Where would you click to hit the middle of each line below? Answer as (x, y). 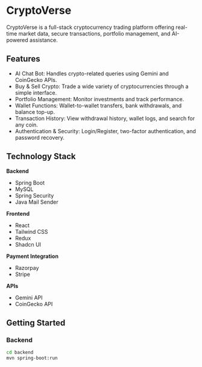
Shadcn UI (28, 244)
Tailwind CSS (31, 231)
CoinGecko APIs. (36, 80)
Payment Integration (33, 256)
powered (17, 40)
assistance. (44, 40)
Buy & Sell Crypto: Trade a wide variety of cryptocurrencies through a (102, 86)
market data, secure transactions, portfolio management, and (94, 33)
